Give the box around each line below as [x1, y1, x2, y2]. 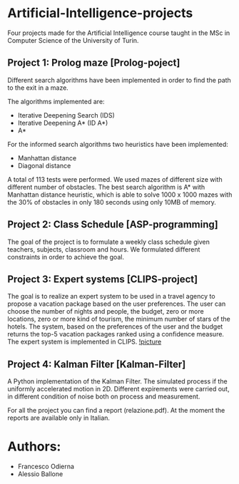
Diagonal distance [17, 161, 71, 170]
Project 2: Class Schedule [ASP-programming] [7, 219, 219, 231]
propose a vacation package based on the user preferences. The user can [7, 299, 226, 308]
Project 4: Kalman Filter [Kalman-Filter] [7, 358, 186, 370]
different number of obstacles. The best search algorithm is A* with [7, 182, 205, 191]
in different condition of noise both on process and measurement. [7, 392, 200, 401]
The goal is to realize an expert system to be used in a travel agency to [7, 292, 215, 301]
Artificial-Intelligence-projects [7, 5, 193, 21]
